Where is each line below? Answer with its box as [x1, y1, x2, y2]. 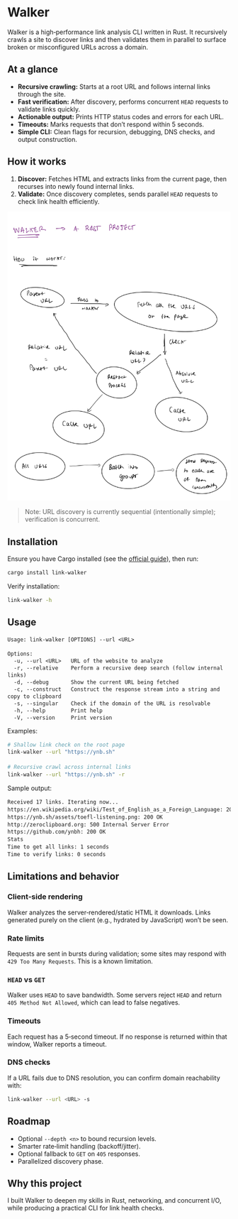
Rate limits [7, 933, 45, 943]
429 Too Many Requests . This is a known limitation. [7, 956, 154, 966]
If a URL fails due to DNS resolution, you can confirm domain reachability [7, 1073, 221, 1082]
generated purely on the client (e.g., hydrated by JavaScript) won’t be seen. [7, 915, 229, 924]
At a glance [7, 63, 59, 75]
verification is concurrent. [24, 515, 101, 524]
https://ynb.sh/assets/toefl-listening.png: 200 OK [7, 814, 163, 821]
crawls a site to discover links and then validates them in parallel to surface [7, 35, 227, 43]
